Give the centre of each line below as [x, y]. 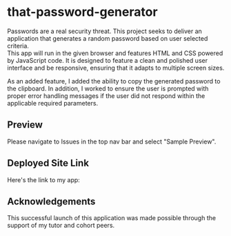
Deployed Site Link [48, 163]
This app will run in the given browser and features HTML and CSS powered [115, 53]
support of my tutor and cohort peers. [61, 226]
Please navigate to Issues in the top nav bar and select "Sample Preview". [112, 141]
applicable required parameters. [53, 103]
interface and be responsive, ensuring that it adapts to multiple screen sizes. [116, 68]
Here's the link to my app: [44, 179]
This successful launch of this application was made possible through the [111, 218]
